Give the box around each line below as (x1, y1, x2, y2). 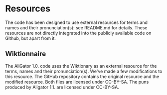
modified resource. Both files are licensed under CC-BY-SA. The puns (5, 79, 149, 85)
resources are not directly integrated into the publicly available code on (5, 30, 152, 36)
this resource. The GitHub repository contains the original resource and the (5, 73, 160, 80)
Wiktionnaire (5, 50, 46, 58)
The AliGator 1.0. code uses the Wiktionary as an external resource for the (5, 63, 157, 69)
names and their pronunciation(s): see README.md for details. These (5, 24, 148, 30)
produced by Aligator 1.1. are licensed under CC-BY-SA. (5, 84, 120, 90)
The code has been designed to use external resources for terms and (5, 19, 148, 25)
